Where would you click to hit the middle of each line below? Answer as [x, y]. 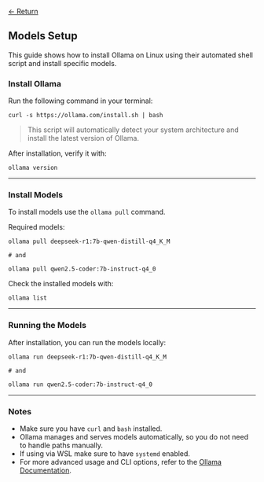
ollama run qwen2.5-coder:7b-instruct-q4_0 [81, 384]
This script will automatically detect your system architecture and [133, 130]
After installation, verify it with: [58, 153]
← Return [23, 11]
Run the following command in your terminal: [81, 101]
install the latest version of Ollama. [83, 138]
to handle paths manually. [61, 445]
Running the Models [47, 326]
